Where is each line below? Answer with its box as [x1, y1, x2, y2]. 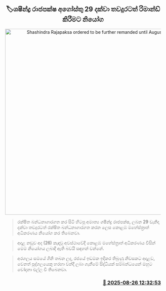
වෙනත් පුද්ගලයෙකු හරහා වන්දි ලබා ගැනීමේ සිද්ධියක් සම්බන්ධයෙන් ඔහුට [17, 261, 153, 267]
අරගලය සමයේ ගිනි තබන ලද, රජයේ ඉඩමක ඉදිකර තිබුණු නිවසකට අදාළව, [17, 255, 155, 261]
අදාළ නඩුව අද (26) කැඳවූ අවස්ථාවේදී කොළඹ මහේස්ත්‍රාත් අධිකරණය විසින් [17, 239, 156, 245]
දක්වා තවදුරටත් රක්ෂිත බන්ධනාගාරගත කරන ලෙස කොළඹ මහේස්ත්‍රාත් [17, 224, 150, 230]
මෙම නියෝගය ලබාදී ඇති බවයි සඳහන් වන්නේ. [17, 245, 104, 251]
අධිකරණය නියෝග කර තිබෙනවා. [17, 230, 81, 235]
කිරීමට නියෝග [62, 15, 104, 24]
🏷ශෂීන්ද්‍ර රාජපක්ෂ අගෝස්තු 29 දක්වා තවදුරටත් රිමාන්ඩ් [5, 5, 161, 13]
